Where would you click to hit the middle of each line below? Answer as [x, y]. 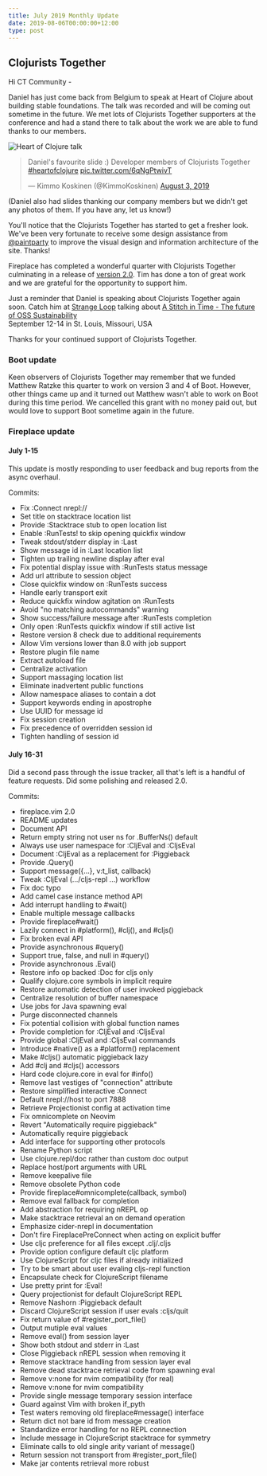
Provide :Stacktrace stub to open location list [93, 525]
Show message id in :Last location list [81, 550]
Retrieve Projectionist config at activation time [95, 1107]
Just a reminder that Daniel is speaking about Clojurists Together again [124, 299]
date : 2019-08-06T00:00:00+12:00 [64, 23]
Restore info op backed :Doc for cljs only [86, 972]
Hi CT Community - [40, 82]
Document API [43, 828]
